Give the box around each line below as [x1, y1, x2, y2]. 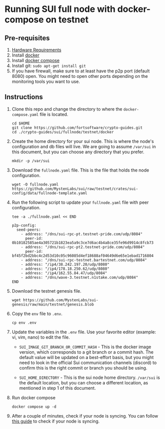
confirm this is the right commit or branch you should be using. [19, 365, 148, 370]
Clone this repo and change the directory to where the [11, 106, 123, 112]
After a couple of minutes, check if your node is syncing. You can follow [11, 413, 159, 419]
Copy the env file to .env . [11, 310, 63, 316]
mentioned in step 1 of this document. [19, 385, 96, 391]
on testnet [45, 14, 89, 25]
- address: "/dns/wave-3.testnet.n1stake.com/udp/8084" [21, 275, 138, 280]
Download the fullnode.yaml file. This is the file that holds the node [11, 167, 149, 173]
